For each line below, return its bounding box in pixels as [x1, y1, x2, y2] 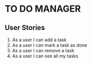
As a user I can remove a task [12, 48, 75, 53]
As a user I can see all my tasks [12, 53, 78, 59]
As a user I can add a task [12, 37, 67, 43]
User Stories [5, 23, 45, 32]
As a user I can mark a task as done [12, 42, 87, 48]
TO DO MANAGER [5, 3, 81, 15]
